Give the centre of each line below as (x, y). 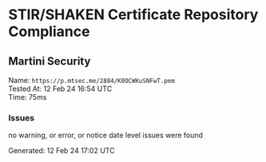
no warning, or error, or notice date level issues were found (106, 135)
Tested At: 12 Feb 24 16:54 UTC (60, 89)
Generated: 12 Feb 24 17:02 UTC (62, 151)
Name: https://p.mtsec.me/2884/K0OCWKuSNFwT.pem (92, 80)
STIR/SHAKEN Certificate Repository (133, 15)
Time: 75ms (28, 97)
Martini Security (50, 61)
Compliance (49, 32)
